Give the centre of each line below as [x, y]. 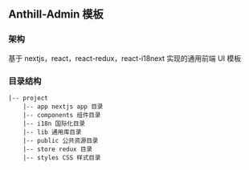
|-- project [28, 98]
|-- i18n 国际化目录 [54, 123]
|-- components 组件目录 [62, 115]
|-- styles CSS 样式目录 [62, 158]
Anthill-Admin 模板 [56, 14]
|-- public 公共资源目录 [61, 140]
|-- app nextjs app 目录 [63, 107]
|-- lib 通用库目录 [52, 132]
